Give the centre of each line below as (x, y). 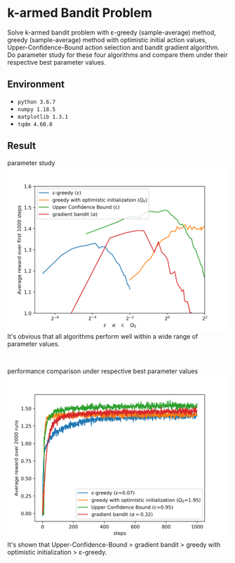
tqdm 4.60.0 (35, 124)
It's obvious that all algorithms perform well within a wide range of (103, 336)
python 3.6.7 (36, 102)
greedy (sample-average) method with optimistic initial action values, (107, 39)
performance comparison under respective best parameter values (103, 371)
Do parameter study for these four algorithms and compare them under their (117, 55)
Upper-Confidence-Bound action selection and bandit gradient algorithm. (113, 47)
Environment (36, 85)
